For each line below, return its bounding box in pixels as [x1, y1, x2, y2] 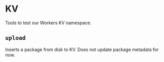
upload [5, 34, 26, 42]
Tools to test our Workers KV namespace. [5, 20, 92, 26]
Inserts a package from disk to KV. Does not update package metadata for [5, 46, 159, 52]
